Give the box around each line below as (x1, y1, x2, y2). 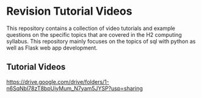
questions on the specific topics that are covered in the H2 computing (6, 31, 182, 38)
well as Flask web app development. (6, 44, 98, 51)
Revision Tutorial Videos (6, 4, 132, 18)
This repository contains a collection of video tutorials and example (6, 24, 176, 32)
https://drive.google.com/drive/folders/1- (6, 78, 110, 85)
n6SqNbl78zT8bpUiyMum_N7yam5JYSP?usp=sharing (6, 85, 143, 92)
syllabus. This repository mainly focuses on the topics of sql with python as (6, 37, 196, 45)
